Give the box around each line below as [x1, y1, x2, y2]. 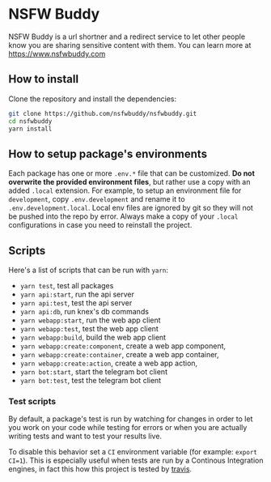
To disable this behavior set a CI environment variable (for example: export [8, 447, 257, 457]
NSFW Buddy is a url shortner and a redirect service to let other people [8, 32, 245, 41]
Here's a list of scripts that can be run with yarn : [8, 265, 168, 275]
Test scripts [8, 395, 57, 407]
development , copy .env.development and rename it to [8, 194, 185, 204]
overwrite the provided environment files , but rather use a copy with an [8, 177, 251, 187]
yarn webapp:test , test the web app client [19, 324, 159, 333]
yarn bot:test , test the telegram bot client [19, 376, 162, 385]
